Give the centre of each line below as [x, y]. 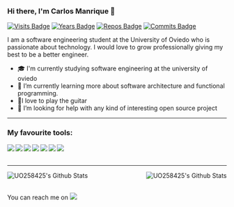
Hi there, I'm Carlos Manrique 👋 [61, 11]
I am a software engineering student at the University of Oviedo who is [109, 40]
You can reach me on [38, 197]
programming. [38, 93]
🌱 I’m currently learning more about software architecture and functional [121, 86]
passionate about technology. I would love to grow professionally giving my [115, 47]
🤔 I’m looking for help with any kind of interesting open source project [117, 108]
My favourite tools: [40, 133]
